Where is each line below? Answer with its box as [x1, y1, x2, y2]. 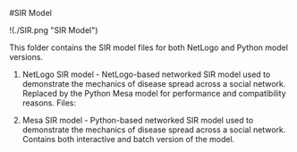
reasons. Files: [21, 97, 77, 108]
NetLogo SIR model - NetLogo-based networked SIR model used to [21, 69, 271, 80]
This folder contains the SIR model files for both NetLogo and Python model [9, 42, 289, 53]
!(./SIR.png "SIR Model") [9, 25, 98, 35]
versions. [9, 52, 43, 62]
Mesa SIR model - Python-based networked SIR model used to [21, 115, 254, 125]
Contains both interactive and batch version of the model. [21, 134, 235, 144]
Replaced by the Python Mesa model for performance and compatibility [21, 89, 286, 98]
